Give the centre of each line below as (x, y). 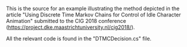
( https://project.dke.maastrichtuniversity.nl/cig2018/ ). (71, 27)
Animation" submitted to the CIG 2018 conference (66, 21)
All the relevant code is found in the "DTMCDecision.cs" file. (79, 38)
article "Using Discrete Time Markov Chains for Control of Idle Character (93, 15)
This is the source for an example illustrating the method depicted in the (93, 9)
